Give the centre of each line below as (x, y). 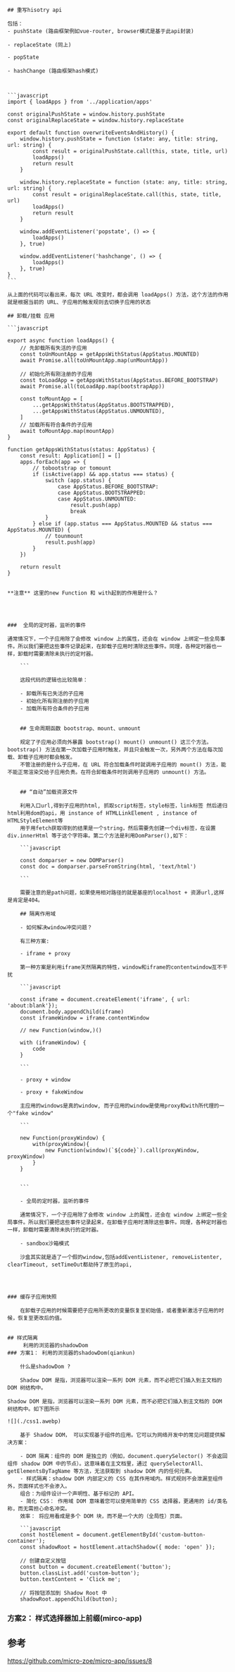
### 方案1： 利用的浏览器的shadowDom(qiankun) (71, 1353)
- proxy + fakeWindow (51, 1092)
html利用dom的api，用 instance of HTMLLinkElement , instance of (102, 813)
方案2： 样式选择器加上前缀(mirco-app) (75, 1618)
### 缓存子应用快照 (32, 1297)
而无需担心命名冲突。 (44, 1509)
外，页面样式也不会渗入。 (39, 1486)
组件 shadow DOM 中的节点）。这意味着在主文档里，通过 (77, 1464)
